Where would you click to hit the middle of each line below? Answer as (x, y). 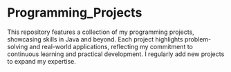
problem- (198, 39)
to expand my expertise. (41, 61)
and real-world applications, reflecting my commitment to (111, 46)
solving (18, 46)
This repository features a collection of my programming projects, (101, 32)
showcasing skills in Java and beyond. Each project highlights (95, 39)
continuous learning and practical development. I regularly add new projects (116, 54)
